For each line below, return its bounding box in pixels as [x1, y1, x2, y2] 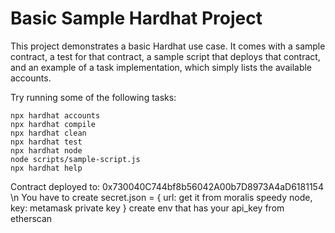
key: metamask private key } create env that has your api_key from [10, 202, 285, 214]
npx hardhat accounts [10, 110, 101, 121]
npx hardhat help [10, 163, 83, 173]
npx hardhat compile [10, 119, 97, 129]
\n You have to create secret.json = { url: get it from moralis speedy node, [10, 191, 313, 203]
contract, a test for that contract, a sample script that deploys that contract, [10, 50, 321, 62]
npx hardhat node [10, 145, 83, 156]
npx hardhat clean [10, 128, 87, 138]
